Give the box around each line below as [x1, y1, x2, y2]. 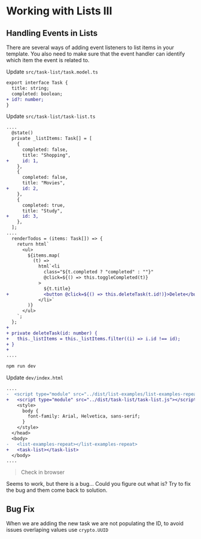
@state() [11, 130, 33, 136]
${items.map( [28, 252, 60, 258]
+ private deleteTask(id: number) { [6, 330, 98, 336]
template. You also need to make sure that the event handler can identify [6, 50, 185, 57]
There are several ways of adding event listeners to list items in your [6, 44, 175, 51]
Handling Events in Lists [6, 28, 98, 38]
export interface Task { [6, 80, 68, 86]
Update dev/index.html [6, 374, 64, 381]
